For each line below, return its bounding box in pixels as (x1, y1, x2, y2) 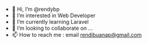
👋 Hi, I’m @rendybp (11, 6, 60, 12)
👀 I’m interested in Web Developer (11, 12, 96, 19)
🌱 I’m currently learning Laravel (11, 18, 89, 25)
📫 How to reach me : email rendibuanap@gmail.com (11, 32, 142, 38)
